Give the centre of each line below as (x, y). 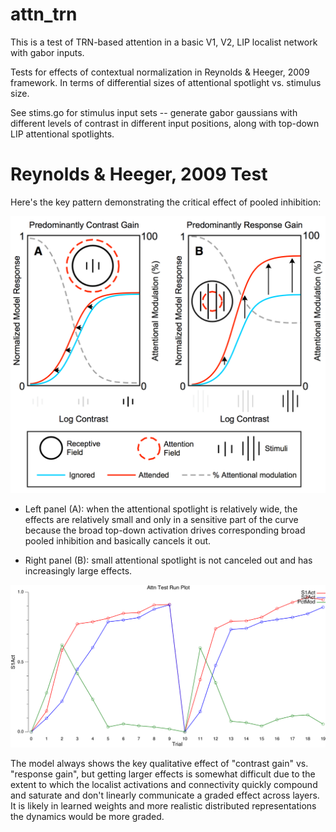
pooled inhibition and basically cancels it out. (118, 540)
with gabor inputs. (47, 52)
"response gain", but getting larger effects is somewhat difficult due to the (163, 774)
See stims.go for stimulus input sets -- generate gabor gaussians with (154, 112)
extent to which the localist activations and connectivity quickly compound (164, 785)
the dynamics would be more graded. (87, 817)
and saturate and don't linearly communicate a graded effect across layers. (165, 795)
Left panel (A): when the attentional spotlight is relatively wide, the (161, 509)
